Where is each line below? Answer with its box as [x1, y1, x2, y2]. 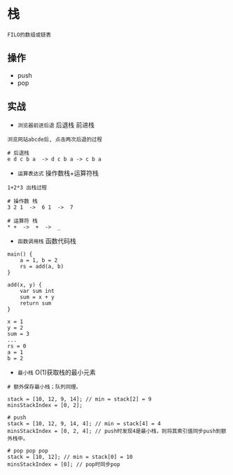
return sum [20, 299, 52, 307]
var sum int [20, 287, 55, 294]
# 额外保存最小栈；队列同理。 [7, 383, 82, 390]
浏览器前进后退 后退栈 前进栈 [17, 121, 94, 129]
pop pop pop [13, 447, 49, 454]
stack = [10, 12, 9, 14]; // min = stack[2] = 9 [7, 395, 152, 403]
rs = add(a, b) [20, 263, 64, 270]
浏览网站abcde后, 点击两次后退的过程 [7, 136, 103, 143]
